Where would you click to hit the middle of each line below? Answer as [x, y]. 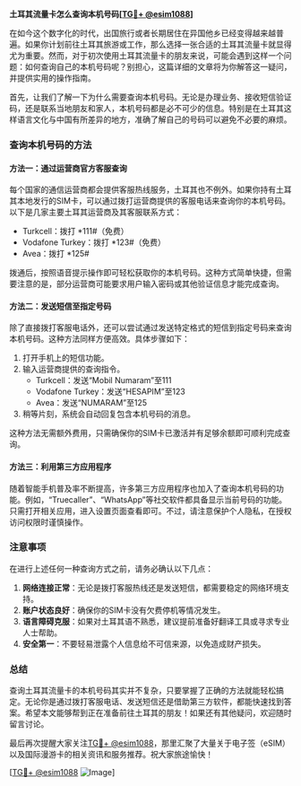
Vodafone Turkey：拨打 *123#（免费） [94, 242]
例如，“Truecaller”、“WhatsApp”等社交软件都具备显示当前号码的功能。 [156, 499]
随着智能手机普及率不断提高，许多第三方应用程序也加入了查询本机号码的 [142, 488]
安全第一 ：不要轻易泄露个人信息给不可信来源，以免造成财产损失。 [144, 643]
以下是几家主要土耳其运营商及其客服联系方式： [95, 212]
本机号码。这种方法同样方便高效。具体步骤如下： [99, 339]
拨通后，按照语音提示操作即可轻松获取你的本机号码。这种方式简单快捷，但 [146, 273]
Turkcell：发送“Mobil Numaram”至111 [103, 380]
